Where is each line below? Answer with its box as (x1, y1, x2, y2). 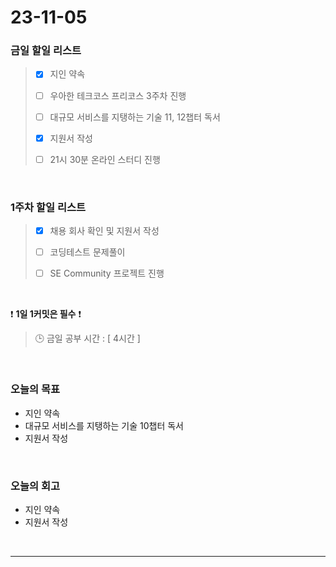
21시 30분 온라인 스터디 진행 (49, 153, 161, 165)
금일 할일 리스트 (10, 44, 82, 58)
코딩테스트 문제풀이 (49, 246, 126, 258)
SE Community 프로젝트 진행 (49, 267, 165, 280)
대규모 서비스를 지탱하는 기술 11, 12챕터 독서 (49, 111, 221, 123)
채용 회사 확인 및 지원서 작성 (49, 225, 160, 237)
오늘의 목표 (10, 382, 61, 396)
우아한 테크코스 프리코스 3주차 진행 (49, 89, 187, 101)
